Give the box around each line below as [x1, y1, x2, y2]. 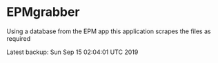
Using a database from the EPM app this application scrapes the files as [6, 27, 211, 35]
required [6, 34, 31, 42]
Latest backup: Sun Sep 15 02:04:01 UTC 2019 [6, 48, 139, 56]
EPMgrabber [6, 4, 80, 20]
